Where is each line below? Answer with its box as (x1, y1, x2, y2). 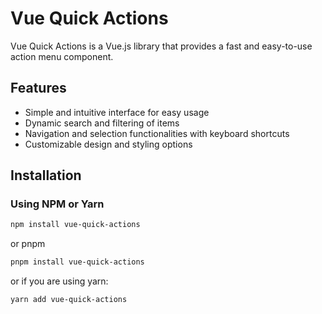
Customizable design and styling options (24, 138, 193, 150)
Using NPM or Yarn (10, 197, 105, 211)
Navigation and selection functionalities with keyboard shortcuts (24, 127, 290, 139)
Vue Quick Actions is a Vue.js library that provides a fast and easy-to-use (10, 40, 313, 52)
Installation (10, 167, 82, 184)
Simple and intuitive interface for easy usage (24, 106, 210, 118)
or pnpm (10, 238, 46, 250)
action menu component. (10, 50, 114, 62)
